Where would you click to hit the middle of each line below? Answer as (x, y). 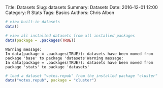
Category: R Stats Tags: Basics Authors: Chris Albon (60, 13)
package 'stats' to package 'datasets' (47, 67)
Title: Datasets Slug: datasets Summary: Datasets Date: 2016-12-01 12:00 (82, 7)
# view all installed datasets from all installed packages (70, 35)
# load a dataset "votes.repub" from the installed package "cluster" (81, 76)
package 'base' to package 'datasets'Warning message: (64, 58)
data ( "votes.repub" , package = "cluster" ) (51, 80)
